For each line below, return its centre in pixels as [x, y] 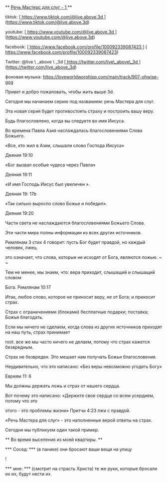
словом [13, 277]
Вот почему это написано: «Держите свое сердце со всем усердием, [80, 396]
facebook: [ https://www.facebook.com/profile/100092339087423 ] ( [76, 47]
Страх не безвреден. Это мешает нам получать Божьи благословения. [81, 357]
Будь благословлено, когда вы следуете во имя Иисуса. [65, 121]
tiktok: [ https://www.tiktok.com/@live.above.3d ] [56, 17]
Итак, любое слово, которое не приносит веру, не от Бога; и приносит [80, 297]
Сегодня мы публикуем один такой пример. [52, 430]
